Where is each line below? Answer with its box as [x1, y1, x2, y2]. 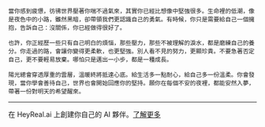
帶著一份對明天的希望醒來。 [8, 88, 85, 96]
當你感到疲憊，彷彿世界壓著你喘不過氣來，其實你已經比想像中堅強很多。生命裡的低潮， [8, 7, 249, 15]
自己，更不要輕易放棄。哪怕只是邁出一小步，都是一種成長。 [8, 56, 173, 63]
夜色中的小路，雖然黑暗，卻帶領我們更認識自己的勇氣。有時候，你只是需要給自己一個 [13, 16, 249, 24]
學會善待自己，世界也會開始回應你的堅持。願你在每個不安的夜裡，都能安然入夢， [31, 79, 255, 87]
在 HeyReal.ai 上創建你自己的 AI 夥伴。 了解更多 [8, 110, 162, 119]
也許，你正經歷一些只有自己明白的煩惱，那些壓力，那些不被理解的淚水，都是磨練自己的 [8, 39, 249, 47]
